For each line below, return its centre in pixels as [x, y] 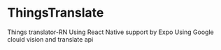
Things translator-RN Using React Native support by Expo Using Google [111, 32]
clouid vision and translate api [50, 39]
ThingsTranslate [56, 13]
